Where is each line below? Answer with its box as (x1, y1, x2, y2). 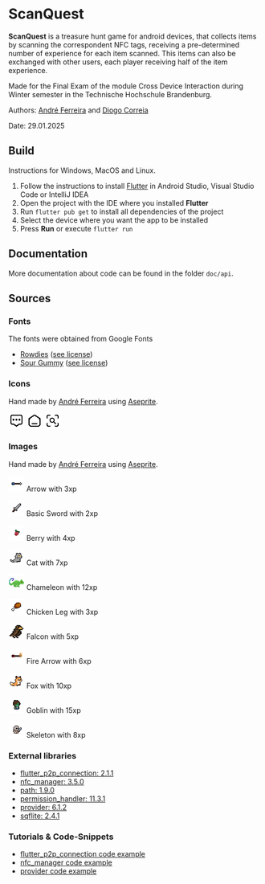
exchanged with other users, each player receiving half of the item (8, 57, 228, 67)
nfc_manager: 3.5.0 (19, 777, 84, 787)
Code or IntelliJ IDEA (19, 190, 89, 199)
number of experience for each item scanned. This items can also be (8, 48, 236, 58)
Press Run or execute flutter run (19, 223, 133, 233)
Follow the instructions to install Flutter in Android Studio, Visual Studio (19, 181, 255, 190)
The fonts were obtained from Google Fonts (8, 334, 153, 344)
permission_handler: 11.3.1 (19, 794, 106, 804)
